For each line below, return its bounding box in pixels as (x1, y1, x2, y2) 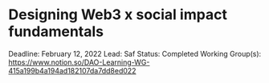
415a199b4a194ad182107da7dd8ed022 (8, 65, 137, 75)
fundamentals (8, 22, 104, 41)
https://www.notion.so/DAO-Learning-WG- (8, 57, 150, 67)
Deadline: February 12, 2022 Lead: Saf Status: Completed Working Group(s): (8, 49, 262, 58)
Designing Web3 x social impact (8, 6, 227, 24)
